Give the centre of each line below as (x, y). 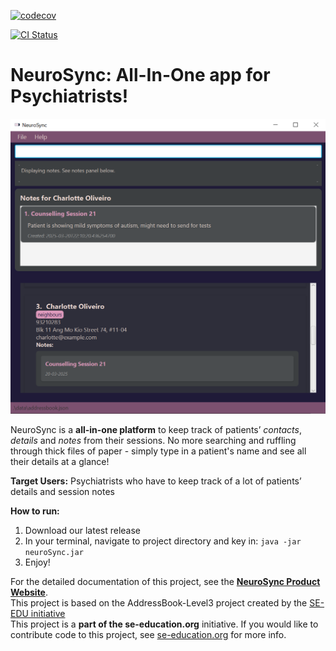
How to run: (35, 511)
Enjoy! (37, 562)
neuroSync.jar (54, 552)
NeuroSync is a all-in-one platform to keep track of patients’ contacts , (156, 429)
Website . (29, 592)
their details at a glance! (60, 461)
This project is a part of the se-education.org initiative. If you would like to (164, 624)
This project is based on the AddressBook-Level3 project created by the (159, 602)
